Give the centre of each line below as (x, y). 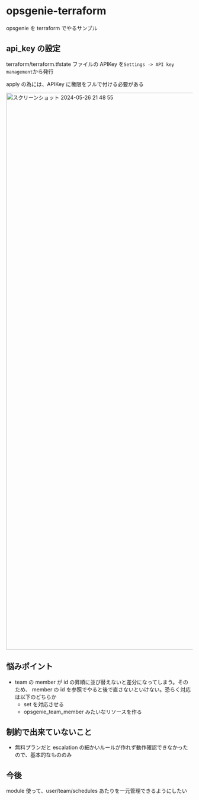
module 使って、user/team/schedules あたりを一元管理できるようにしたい (97, 791)
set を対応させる (44, 704)
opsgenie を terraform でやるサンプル (52, 28)
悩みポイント (30, 667)
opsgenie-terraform (56, 11)
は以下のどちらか (36, 697)
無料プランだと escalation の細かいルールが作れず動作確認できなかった (101, 747)
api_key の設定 (33, 49)
